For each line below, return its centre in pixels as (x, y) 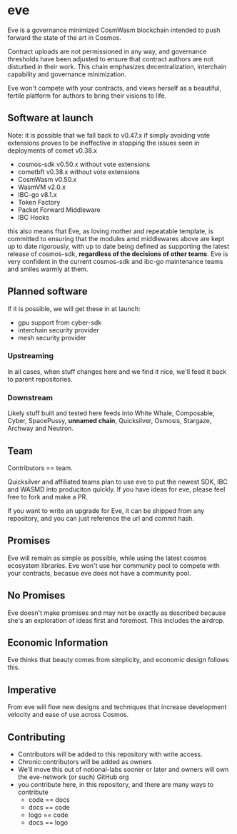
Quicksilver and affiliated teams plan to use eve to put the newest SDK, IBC (118, 482)
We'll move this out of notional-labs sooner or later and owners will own (123, 770)
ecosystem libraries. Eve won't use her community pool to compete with (114, 565)
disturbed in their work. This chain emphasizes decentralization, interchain (117, 66)
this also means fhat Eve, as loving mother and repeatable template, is (111, 231)
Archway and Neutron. (40, 428)
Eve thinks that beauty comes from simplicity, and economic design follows (118, 660)
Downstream (30, 397)
